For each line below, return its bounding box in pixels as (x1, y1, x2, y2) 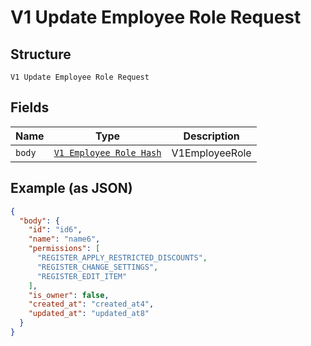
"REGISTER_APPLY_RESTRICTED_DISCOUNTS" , (36, 253, 208, 263)
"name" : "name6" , (28, 234, 101, 245)
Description (183, 129, 240, 143)
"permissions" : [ (28, 244, 101, 254)
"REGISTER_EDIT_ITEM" (36, 271, 128, 281)
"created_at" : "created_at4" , (28, 299, 155, 310)
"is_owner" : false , (28, 290, 110, 300)
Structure (10, 46, 72, 63)
